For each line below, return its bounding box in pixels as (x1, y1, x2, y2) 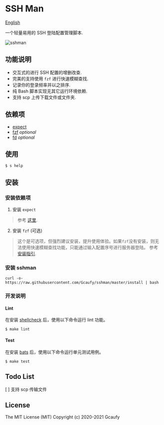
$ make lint (5, 327, 30, 332)
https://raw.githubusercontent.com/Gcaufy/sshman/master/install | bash (5, 280, 159, 285)
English (5, 19, 20, 25)
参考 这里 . (17, 217, 38, 223)
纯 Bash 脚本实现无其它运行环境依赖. (12, 88, 88, 94)
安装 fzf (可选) (12, 228, 43, 234)
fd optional (12, 134, 35, 140)
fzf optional (12, 129, 36, 135)
